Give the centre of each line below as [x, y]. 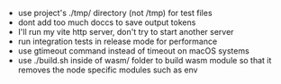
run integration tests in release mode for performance [118, 41]
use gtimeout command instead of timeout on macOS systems [133, 51]
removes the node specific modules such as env [108, 70]
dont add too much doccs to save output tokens [107, 22]
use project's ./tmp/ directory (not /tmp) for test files [115, 13]
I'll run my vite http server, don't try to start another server [126, 32]
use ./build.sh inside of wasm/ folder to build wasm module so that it [145, 60]
